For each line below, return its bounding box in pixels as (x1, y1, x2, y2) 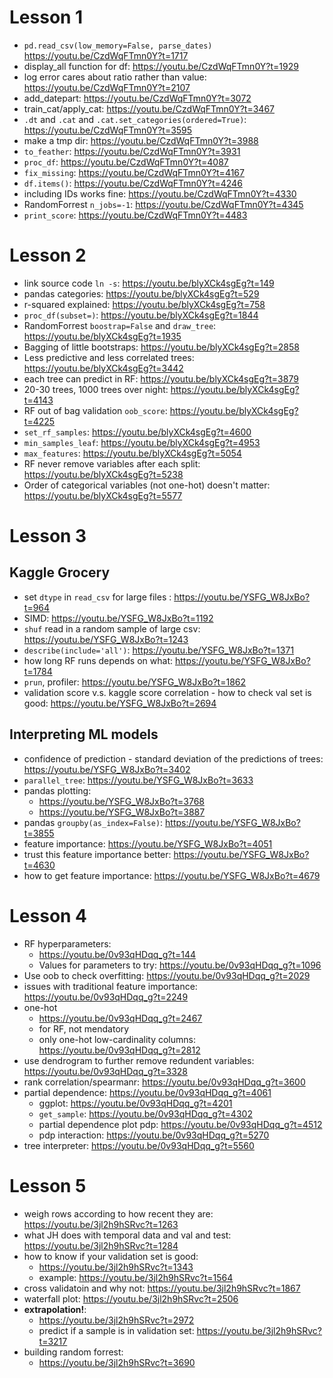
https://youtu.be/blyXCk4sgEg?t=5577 (23, 489, 183, 501)
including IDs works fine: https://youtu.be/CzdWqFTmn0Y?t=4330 (23, 187, 297, 200)
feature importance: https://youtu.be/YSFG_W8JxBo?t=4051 (23, 837, 273, 850)
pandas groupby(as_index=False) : (23, 816, 164, 828)
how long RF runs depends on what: (23, 654, 174, 666)
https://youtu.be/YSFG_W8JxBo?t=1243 (23, 633, 189, 645)
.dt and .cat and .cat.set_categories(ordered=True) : (23, 113, 247, 125)
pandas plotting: (23, 784, 92, 796)
